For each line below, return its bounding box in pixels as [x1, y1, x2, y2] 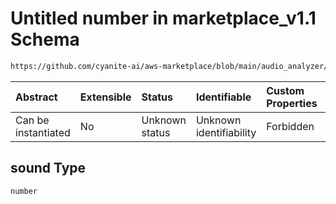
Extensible [79, 90, 132, 104]
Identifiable [195, 90, 252, 104]
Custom [266, 83, 305, 97]
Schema [10, 28, 80, 51]
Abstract [15, 90, 58, 104]
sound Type [10, 160, 87, 177]
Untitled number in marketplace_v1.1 [10, 7, 317, 30]
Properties [266, 96, 318, 110]
